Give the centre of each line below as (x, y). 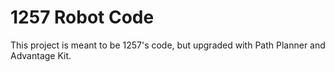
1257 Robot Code (82, 17)
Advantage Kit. (41, 55)
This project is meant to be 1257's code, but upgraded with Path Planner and (168, 45)
